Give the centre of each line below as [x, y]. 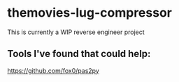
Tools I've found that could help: [79, 54]
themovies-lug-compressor [90, 13]
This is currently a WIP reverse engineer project [76, 32]
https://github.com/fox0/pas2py [53, 70]
